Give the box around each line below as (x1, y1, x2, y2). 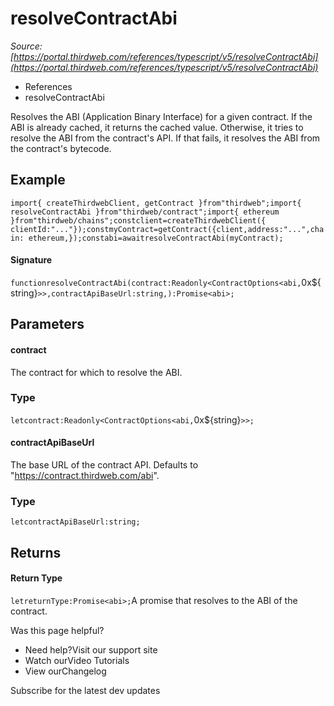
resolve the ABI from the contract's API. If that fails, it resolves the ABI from (10, 132, 321, 144)
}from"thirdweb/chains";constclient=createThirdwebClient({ (10, 215, 267, 226)
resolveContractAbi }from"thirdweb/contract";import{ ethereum (10, 207, 280, 217)
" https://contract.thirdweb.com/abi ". (10, 470, 160, 482)
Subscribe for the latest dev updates (10, 684, 161, 696)
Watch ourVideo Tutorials (24, 654, 130, 666)
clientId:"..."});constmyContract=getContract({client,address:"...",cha (10, 224, 325, 234)
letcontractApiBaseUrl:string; (10, 517, 141, 527)
